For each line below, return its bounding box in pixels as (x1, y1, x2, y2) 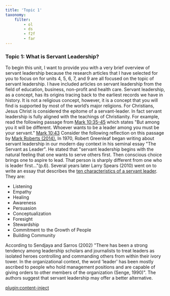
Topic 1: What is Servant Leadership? (5, 53, 100, 60)
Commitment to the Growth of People (12, 227, 91, 233)
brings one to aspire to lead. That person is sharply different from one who (5, 157, 162, 163)
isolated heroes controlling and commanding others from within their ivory (5, 253, 161, 259)
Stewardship (12, 221, 39, 228)
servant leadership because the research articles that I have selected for (5, 70, 158, 76)
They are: (5, 174, 26, 180)
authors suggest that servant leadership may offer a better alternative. (5, 275, 153, 281)
